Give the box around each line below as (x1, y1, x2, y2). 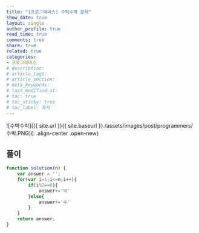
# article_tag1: (6, 71, 47, 77)
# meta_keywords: (6, 82, 50, 88)
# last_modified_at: (6, 88, 59, 94)
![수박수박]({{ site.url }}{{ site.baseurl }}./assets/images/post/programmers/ (6, 122, 194, 129)
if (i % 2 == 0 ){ (28, 182, 59, 188)
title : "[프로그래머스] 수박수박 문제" (6, 8, 92, 15)
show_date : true (6, 15, 47, 21)
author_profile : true (6, 25, 61, 32)
